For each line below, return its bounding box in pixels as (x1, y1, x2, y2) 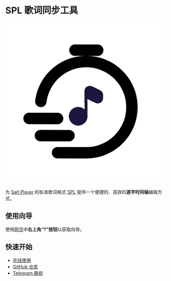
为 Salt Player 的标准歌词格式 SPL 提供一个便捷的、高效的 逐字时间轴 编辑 (5, 189, 158, 195)
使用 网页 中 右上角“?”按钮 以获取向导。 (5, 226, 84, 232)
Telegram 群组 (12, 270, 44, 276)
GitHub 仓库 (12, 264, 38, 270)
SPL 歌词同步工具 (5, 5, 78, 16)
